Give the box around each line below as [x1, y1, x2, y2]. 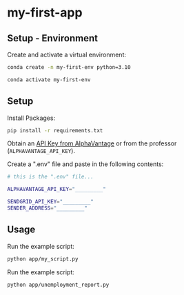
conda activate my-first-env [7, 76, 91, 83]
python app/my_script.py [7, 255, 79, 263]
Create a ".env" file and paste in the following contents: [7, 160, 164, 168]
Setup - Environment [7, 32, 99, 44]
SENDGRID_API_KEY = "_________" [7, 199, 94, 205]
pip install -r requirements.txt [7, 127, 103, 134]
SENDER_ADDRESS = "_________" [7, 205, 88, 212]
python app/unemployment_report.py [7, 281, 110, 288]
